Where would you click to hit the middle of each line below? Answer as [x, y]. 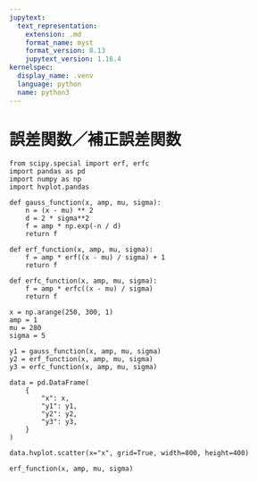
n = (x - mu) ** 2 [59, 211]
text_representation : [58, 26]
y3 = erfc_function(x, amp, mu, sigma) [83, 368]
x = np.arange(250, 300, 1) [62, 313]
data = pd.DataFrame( [50, 383]
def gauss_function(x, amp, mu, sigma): [86, 203]
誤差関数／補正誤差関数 [95, 139]
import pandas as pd [48, 172]
